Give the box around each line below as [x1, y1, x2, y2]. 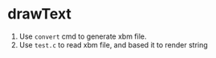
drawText [7, 5, 71, 23]
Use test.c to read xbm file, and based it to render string [18, 39, 208, 49]
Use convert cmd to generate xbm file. [18, 31, 147, 41]
